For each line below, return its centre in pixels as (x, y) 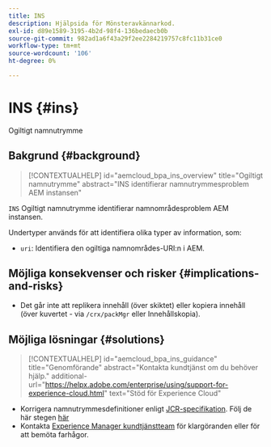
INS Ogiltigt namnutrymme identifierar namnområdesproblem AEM (119, 208)
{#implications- (219, 274)
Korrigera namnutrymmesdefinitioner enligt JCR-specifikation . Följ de (136, 409)
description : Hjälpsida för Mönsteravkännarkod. (92, 23)
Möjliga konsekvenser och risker (92, 274)
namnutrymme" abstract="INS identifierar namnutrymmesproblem (138, 183)
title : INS (27, 16)
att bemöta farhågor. (54, 435)
